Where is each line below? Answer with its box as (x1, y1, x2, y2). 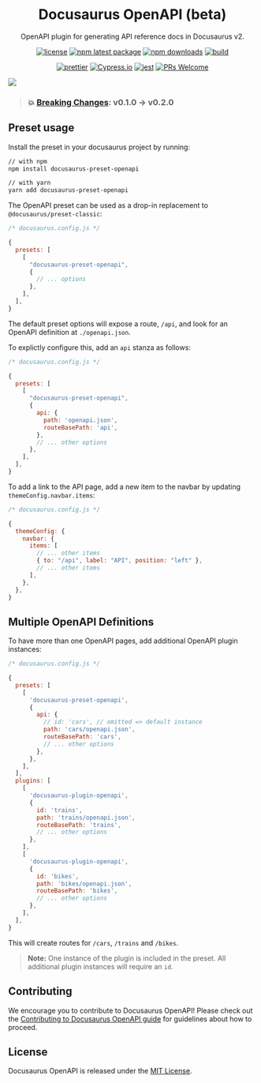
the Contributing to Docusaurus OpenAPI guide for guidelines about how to (8, 1013, 252, 1024)
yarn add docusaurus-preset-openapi (8, 186, 129, 194)
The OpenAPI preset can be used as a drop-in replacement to (8, 201, 209, 210)
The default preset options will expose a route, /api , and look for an (8, 318, 229, 329)
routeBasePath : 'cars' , (43, 733, 122, 741)
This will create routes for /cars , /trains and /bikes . (8, 938, 179, 947)
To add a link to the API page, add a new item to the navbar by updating (8, 482, 241, 491)
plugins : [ (15, 777, 51, 785)
